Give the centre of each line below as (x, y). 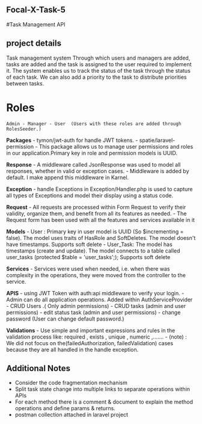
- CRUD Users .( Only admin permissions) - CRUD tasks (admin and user (96, 306)
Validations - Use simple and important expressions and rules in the (91, 330)
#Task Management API (36, 24)
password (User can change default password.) (65, 319)
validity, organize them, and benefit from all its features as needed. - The (96, 214)
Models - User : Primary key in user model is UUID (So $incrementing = (95, 232)
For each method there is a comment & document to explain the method (104, 402)
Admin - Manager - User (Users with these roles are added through (94, 124)
